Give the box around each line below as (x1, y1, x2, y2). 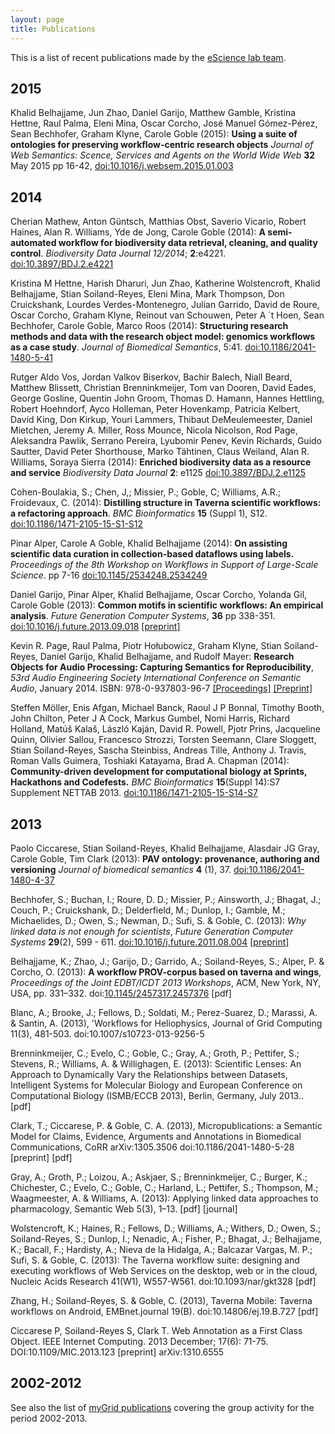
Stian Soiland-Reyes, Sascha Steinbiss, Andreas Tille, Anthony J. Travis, (10, 744, 307, 756)
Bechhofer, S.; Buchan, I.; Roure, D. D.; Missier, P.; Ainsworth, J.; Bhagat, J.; (10, 893, 322, 905)
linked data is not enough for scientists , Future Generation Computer (10, 925, 294, 937)
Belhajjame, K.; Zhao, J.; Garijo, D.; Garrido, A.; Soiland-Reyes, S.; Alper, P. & (10, 955, 325, 967)
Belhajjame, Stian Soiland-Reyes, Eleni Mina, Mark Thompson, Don (10, 288, 285, 300)
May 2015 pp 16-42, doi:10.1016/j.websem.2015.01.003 (10, 160, 234, 172)
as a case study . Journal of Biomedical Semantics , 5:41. (10, 341, 243, 353)
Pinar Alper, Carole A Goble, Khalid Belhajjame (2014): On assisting (10, 537, 288, 550)
